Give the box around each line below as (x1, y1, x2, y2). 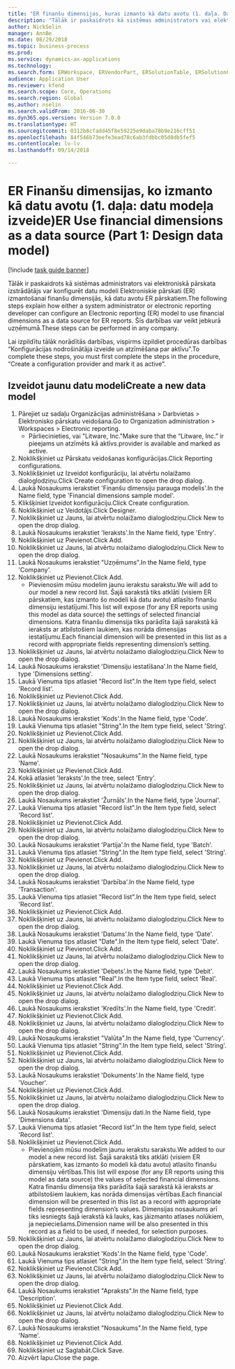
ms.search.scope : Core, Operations (8, 88, 112, 95)
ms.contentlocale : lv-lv (8, 141, 80, 148)
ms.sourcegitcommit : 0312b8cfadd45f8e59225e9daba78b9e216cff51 (8, 127, 196, 134)
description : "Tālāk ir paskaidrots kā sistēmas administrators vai (8, 17, 211, 24)
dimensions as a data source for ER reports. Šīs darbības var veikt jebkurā (8, 316, 222, 325)
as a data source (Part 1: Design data (8, 228, 224, 243)
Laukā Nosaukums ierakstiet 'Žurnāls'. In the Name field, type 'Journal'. (17, 795, 220, 804)
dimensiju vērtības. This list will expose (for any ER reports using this (28, 1168, 225, 1176)
